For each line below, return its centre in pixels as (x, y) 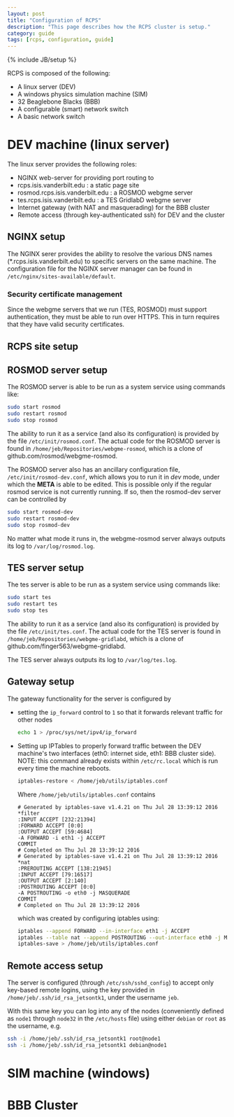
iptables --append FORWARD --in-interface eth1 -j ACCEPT (103, 931)
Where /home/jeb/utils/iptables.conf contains (86, 794)
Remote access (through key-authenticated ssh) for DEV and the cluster (121, 215)
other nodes (35, 719)
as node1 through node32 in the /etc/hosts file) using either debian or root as (117, 1018)
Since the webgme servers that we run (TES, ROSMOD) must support (107, 309)
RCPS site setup (43, 346)
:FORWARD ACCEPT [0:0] (50, 826)
